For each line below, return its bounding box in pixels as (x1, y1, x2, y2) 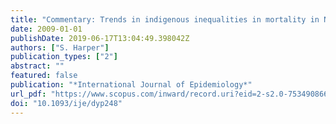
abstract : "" (10, 61, 65, 71)
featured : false (10, 71, 78, 81)
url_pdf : (10, 89, 47, 99)
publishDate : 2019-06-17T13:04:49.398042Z (10, 33, 190, 43)
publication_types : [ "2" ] (10, 52, 118, 62)
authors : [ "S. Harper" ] (10, 42, 110, 53)
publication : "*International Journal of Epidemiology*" (10, 80, 253, 90)
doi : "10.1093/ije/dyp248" (10, 98, 123, 108)
